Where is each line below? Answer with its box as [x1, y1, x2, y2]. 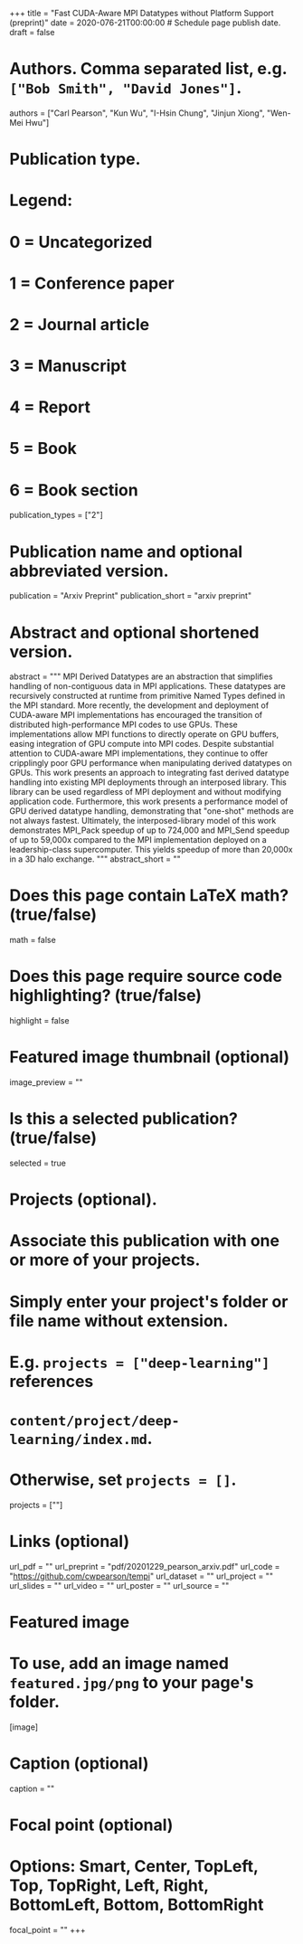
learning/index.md [9, 1430, 147, 1448]
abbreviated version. [9, 561, 169, 581]
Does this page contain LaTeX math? [9, 885, 289, 906]
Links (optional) [9, 1532, 129, 1552]
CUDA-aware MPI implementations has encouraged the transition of [9, 710, 263, 721]
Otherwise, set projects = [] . [9, 1469, 237, 1490]
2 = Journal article [9, 314, 150, 335]
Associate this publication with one [9, 1231, 280, 1251]
